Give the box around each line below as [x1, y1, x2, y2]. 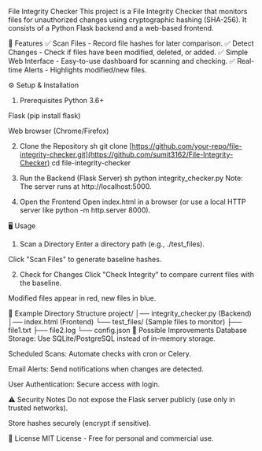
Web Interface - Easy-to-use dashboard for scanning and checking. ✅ [8, 57, 236, 65]
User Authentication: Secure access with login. [8, 379, 160, 389]
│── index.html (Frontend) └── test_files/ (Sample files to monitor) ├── [8, 317, 242, 326]
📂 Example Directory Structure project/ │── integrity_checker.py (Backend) [8, 309, 252, 318]
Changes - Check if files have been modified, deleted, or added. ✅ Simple [8, 47, 249, 57]
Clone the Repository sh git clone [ [19, 142, 132, 150]
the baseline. [19, 279, 62, 287]
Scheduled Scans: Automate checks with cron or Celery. [8, 349, 191, 358]
